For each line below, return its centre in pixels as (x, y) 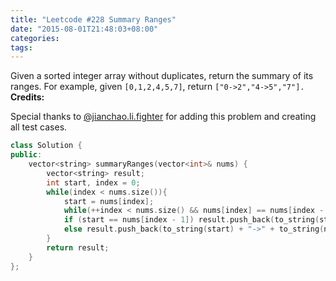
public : (26, 155)
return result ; (78, 247)
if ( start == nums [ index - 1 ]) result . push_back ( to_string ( (191, 220)
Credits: (27, 97)
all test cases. (39, 127)
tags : (21, 47)
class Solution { (46, 146)
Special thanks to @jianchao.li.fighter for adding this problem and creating (163, 117)
